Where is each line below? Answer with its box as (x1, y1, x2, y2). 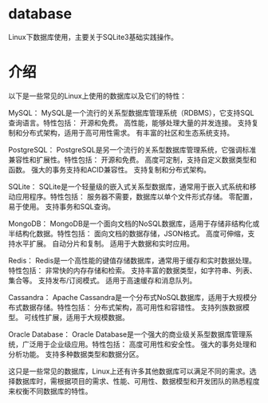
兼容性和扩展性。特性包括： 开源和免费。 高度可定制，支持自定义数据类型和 (8, 155, 257, 164)
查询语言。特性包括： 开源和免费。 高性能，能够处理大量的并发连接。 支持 (8, 117, 252, 128)
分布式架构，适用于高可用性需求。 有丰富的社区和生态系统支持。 (22, 128, 234, 137)
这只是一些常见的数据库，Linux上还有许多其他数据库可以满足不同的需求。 (8, 366, 250, 376)
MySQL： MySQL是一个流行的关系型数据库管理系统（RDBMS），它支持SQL (8, 108, 254, 117)
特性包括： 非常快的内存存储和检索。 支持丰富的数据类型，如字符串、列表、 (8, 265, 257, 275)
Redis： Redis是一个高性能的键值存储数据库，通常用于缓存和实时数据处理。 (8, 255, 257, 265)
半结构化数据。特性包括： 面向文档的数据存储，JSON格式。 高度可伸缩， (8, 228, 249, 238)
